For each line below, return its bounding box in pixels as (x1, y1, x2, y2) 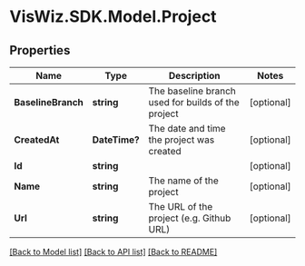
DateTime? (92, 133, 140, 146)
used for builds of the (148, 96, 241, 108)
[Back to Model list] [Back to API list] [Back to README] (9, 247, 218, 257)
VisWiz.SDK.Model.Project (9, 6, 217, 27)
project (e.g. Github (148, 212, 231, 224)
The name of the (148, 174, 220, 187)
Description (168, 70, 221, 82)
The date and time (148, 123, 226, 134)
